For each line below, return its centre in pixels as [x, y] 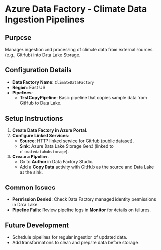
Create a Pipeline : [30, 156]
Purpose [18, 38]
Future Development [37, 225]
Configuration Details [38, 70]
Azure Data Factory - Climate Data [76, 9]
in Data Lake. [25, 205]
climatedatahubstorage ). [44, 151]
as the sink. [31, 172]
